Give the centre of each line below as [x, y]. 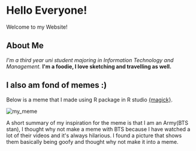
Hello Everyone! [47, 10]
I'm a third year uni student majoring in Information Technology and [90, 60]
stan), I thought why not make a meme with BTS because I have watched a [98, 129]
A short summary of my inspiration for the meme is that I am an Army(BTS [97, 122]
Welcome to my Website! [37, 27]
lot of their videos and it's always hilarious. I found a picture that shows [94, 135]
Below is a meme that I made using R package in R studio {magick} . [89, 100]
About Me [25, 46]
